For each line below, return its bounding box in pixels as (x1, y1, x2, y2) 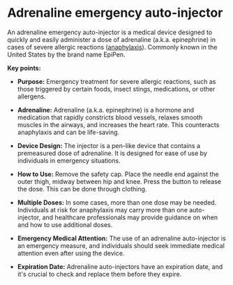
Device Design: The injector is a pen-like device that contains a (17, 141, 201, 149)
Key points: (7, 64, 41, 72)
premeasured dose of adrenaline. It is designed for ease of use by (17, 149, 208, 157)
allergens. (17, 92, 47, 101)
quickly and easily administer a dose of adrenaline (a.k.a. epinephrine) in (7, 35, 216, 43)
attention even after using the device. (17, 249, 125, 257)
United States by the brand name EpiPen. (7, 50, 126, 59)
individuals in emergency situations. (17, 156, 121, 165)
